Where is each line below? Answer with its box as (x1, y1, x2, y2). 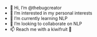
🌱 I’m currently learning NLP (9, 15, 68, 21)
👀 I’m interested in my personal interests (9, 10, 93, 16)
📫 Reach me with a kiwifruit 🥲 (9, 26, 72, 32)
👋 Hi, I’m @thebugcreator (9, 5, 62, 10)
